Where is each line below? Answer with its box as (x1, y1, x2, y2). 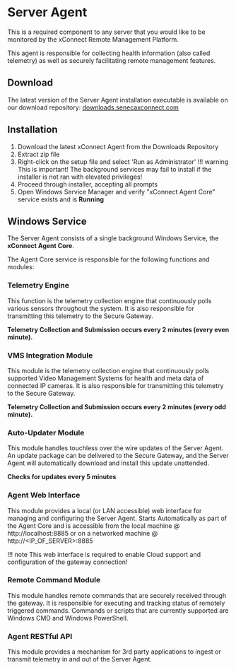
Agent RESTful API (7, 631, 73, 641)
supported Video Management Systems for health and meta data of (7, 374, 204, 382)
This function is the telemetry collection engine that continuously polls (7, 296, 212, 305)
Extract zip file (17, 150, 60, 158)
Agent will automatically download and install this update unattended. (7, 459, 210, 467)
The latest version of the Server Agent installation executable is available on (7, 95, 228, 104)
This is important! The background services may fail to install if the (17, 165, 212, 173)
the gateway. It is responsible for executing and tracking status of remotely (7, 599, 225, 607)
